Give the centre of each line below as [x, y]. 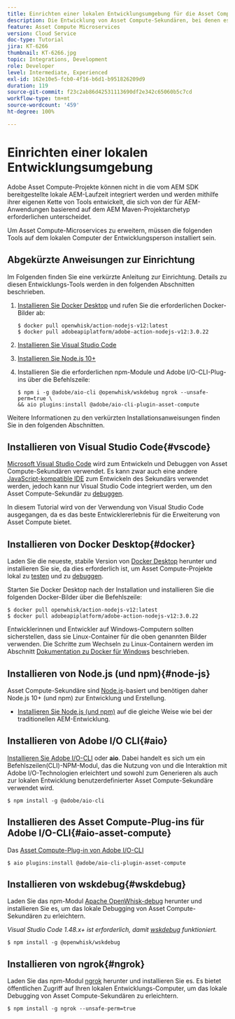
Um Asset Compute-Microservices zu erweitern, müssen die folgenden [110, 230]
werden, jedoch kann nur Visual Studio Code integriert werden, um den [109, 486]
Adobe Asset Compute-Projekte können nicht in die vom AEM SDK [103, 187]
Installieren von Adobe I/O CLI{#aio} [87, 741]
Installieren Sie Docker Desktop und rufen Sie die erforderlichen [109, 305]
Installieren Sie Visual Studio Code [67, 345]
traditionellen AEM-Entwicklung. [64, 719]
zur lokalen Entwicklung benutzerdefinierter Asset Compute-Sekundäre [110, 780]
